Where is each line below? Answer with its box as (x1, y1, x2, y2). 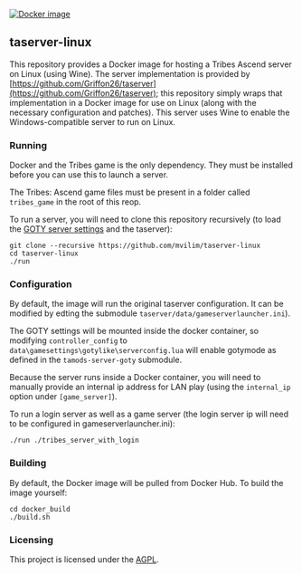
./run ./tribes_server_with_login (9, 435, 140, 445)
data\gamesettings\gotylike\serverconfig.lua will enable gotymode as (9, 345, 277, 356)
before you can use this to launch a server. (9, 169, 169, 180)
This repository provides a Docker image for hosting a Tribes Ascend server (9, 59, 292, 70)
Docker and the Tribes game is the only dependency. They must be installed (9, 159, 294, 171)
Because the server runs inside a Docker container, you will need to (9, 372, 261, 383)
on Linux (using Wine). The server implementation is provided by (9, 68, 250, 79)
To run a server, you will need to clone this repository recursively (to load (9, 214, 282, 225)
